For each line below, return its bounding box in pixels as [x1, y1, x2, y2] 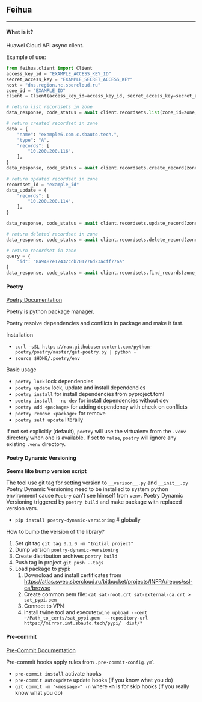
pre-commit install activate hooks [14, 670, 102, 677]
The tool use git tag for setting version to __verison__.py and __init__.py [6, 479, 188, 486]
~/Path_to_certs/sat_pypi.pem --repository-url [23, 615, 148, 621]
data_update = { [6, 187, 47, 193]
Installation [6, 331, 34, 338]
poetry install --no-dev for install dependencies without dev [14, 397, 169, 404]
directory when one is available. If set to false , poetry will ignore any [6, 434, 177, 441]
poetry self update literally [14, 416, 83, 423]
